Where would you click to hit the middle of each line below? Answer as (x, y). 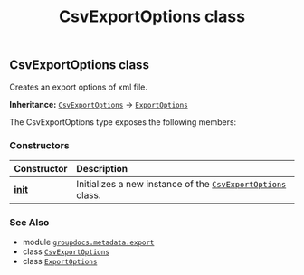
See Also (29, 222)
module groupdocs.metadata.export (88, 242)
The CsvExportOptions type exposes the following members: (123, 122)
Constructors (39, 145)
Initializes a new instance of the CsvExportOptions (181, 184)
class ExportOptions (60, 261)
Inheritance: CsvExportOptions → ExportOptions (99, 104)
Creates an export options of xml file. (78, 87)
